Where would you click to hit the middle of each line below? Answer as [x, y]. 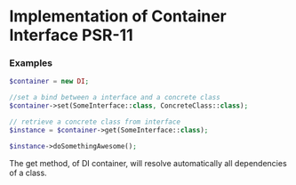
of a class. [28, 173]
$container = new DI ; [49, 82]
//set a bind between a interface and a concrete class [115, 98]
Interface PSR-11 [71, 35]
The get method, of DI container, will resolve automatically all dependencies [148, 163]
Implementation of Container [118, 16]
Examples [31, 63]
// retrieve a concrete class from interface [95, 122]
